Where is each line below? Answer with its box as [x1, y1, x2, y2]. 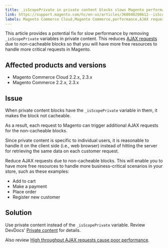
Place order [12, 189, 36, 194]
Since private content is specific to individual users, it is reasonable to [5, 137, 149, 143]
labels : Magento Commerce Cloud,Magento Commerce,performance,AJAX [5, 17, 149, 22]
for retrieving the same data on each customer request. [5, 148, 119, 154]
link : [5, 12, 16, 17]
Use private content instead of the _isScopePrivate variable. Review [5, 221, 145, 228]
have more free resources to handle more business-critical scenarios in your [5, 163, 163, 169]
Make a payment [12, 183, 47, 189]
